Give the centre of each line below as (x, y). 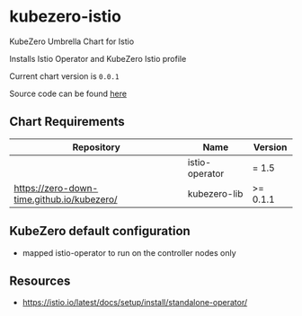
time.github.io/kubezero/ (66, 199)
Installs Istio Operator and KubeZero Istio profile (98, 58)
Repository (97, 147)
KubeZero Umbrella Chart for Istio (72, 41)
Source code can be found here (68, 93)
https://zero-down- (56, 188)
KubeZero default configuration (100, 231)
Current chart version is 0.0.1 (64, 76)
